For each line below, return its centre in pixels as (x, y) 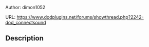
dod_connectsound (26, 22)
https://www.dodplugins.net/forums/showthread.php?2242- (80, 17)
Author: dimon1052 (25, 7)
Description (24, 38)
